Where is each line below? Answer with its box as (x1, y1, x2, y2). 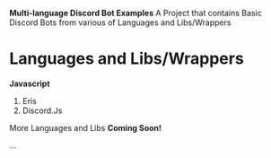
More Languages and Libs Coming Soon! (9, 122, 162, 133)
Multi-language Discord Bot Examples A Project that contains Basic (9, 8, 262, 18)
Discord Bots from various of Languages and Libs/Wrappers (9, 17, 232, 28)
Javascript (9, 78, 51, 89)
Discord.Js (22, 105, 63, 116)
